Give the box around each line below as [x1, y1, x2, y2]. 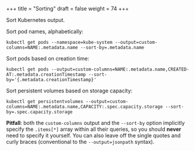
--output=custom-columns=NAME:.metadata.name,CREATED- [51, 66, 190, 72]
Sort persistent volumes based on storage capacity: [6, 87, 133, 94]
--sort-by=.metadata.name [80, 44, 145, 50]
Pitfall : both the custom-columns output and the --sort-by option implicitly [6, 120, 185, 126]
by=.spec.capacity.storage [6, 109, 73, 115]
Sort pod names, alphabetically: [6, 28, 84, 35]
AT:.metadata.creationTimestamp [6, 72, 86, 78]
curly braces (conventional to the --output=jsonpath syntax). [6, 139, 155, 145]
